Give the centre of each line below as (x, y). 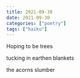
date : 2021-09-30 (28, 18)
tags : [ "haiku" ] (27, 29)
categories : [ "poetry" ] (36, 23)
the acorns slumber (31, 70)
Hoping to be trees (30, 46)
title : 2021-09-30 (29, 12)
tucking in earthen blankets (40, 58)
